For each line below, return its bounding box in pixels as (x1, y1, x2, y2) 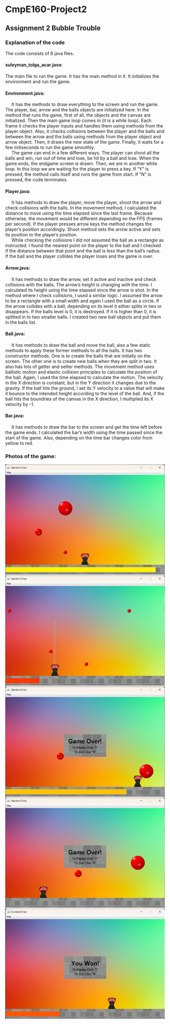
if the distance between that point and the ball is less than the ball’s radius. (5, 248, 161, 254)
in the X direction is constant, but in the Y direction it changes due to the (5, 380, 156, 386)
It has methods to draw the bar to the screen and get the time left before (11, 424, 162, 430)
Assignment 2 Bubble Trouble (5, 24, 101, 32)
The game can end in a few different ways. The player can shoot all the (11, 150, 160, 156)
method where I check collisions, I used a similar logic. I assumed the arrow (5, 292, 163, 298)
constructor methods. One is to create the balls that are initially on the (5, 353, 151, 359)
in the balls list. (5, 319, 37, 325)
